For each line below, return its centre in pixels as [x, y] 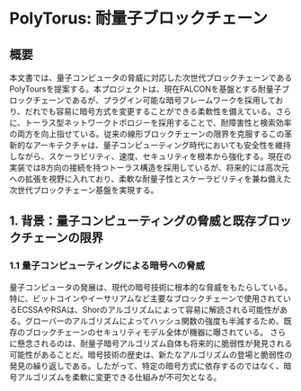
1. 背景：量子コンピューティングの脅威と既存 [133, 221]
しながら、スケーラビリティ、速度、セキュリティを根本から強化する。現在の [150, 156]
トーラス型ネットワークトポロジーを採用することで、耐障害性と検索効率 [158, 123]
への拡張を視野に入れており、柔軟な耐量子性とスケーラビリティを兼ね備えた [150, 179]
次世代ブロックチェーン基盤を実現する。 [84, 190]
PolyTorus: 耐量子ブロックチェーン [138, 18]
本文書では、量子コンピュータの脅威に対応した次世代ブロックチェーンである [151, 78]
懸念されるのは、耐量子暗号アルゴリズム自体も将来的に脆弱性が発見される [155, 343]
